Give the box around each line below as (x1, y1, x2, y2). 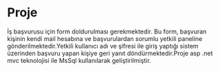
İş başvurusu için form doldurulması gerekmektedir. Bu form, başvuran (7, 27, 207, 35)
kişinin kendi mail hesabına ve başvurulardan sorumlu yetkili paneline (7, 34, 203, 42)
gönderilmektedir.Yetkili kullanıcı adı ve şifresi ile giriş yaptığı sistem (7, 42, 199, 50)
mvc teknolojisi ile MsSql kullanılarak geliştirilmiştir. (7, 56, 151, 64)
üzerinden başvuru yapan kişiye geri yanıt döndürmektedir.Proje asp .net (7, 49, 213, 57)
